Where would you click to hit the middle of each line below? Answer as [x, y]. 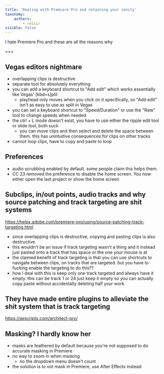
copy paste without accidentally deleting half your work [68, 284]
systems [19, 210]
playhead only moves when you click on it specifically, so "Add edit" [88, 99]
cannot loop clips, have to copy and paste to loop [62, 141]
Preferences [24, 157]
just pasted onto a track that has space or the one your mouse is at [80, 252]
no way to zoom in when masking [46, 356]
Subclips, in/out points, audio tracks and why [75, 195]
